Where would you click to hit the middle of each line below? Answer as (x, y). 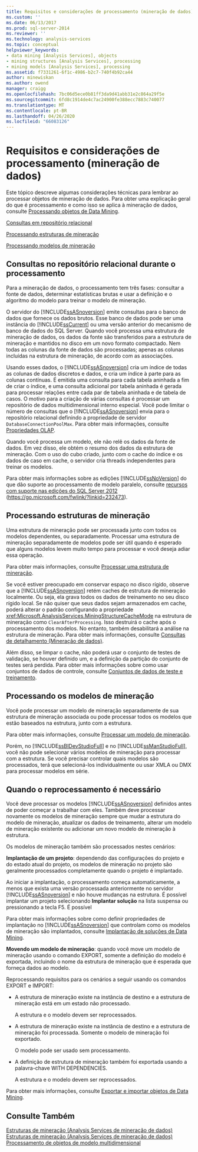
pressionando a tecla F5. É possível (49, 907)
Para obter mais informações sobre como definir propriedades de (86, 919)
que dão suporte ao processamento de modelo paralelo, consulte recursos (97, 484)
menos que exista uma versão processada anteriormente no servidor (90, 889)
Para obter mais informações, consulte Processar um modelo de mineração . (98, 734)
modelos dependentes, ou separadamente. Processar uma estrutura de (93, 536)
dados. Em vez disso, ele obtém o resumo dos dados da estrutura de (90, 448)
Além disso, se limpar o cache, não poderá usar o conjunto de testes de (93, 652)
